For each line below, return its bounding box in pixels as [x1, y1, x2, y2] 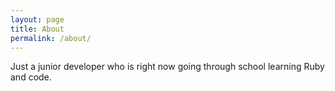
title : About [10, 24, 65, 34]
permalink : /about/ [10, 33, 92, 43]
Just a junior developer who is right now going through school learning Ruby [10, 61, 325, 73]
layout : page [10, 14, 65, 25]
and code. [10, 71, 52, 83]
